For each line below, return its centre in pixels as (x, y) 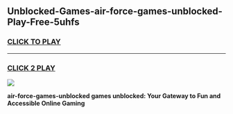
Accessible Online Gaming (46, 103)
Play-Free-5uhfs (43, 22)
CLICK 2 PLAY (31, 68)
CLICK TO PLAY (34, 42)
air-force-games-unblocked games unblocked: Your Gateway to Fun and (114, 95)
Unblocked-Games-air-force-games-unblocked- (115, 11)
